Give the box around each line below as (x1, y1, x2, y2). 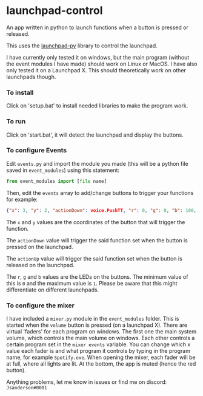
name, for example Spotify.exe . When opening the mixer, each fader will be (6, 353, 196, 361)
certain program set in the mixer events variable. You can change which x (6, 341, 191, 348)
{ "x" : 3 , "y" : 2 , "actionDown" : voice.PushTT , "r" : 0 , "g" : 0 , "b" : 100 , (6, 207, 197, 213)
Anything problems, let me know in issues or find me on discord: (6, 378, 167, 386)
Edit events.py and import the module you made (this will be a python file (6, 160, 189, 167)
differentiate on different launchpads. (6, 286, 99, 293)
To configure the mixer (6, 301, 75, 310)
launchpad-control (6, 4, 103, 18)
